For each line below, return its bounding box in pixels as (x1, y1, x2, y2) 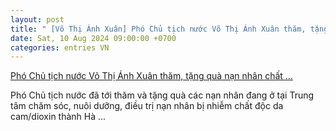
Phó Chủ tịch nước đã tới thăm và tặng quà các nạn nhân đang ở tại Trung (10, 89, 315, 101)
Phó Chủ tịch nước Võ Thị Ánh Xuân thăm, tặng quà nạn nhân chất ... (10, 70, 293, 82)
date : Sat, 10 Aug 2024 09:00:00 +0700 (10, 33, 177, 43)
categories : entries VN (10, 42, 110, 53)
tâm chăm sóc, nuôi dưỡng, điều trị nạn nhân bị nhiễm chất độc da (10, 100, 284, 112)
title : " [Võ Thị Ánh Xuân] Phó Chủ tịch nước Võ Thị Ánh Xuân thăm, (10, 24, 307, 34)
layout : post (10, 14, 65, 25)
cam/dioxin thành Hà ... (10, 111, 107, 123)
